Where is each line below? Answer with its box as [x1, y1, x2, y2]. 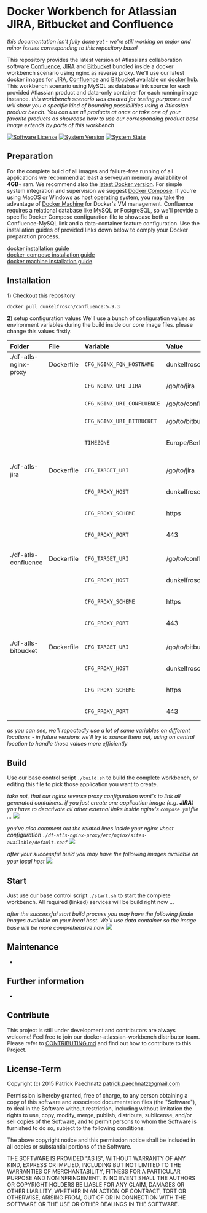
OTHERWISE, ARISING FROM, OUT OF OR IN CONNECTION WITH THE [7, 1194, 186, 1201]
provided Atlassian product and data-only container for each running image [7, 88, 198, 96]
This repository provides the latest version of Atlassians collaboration [7, 56, 182, 63]
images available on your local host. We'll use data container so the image [7, 917, 197, 924]
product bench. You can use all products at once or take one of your [7, 108, 181, 115]
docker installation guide [7, 244, 69, 252]
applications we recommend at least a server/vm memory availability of [7, 174, 188, 181]
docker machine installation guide [7, 257, 93, 265]
